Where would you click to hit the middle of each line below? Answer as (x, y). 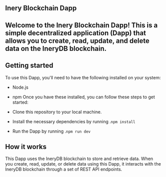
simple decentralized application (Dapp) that (76, 33)
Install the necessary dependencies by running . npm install (74, 121)
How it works (26, 147)
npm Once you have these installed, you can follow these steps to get (83, 97)
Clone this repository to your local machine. (57, 112)
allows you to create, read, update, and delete (77, 41)
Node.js (20, 87)
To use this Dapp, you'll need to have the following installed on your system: (83, 77)
